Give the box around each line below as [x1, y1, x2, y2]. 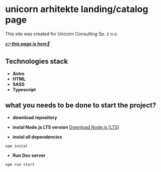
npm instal [5, 143, 28, 148]
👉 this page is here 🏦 [5, 41, 50, 47]
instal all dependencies [12, 134, 62, 140]
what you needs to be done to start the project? [5, 101, 156, 110]
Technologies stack [5, 57, 68, 66]
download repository [12, 114, 58, 120]
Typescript [12, 86, 36, 92]
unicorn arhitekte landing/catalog [5, 4, 148, 15]
